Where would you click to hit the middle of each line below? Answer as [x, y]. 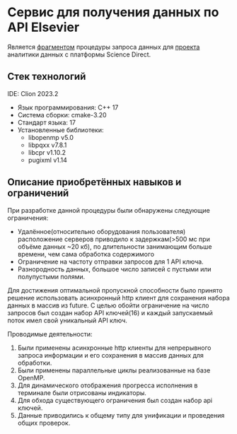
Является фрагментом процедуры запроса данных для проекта [104, 47]
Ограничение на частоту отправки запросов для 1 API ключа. [110, 262]
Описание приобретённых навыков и [94, 182]
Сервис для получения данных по [113, 12]
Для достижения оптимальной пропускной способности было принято [115, 290]
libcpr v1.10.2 [47, 152]
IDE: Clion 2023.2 [33, 93]
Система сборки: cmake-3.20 [62, 115]
